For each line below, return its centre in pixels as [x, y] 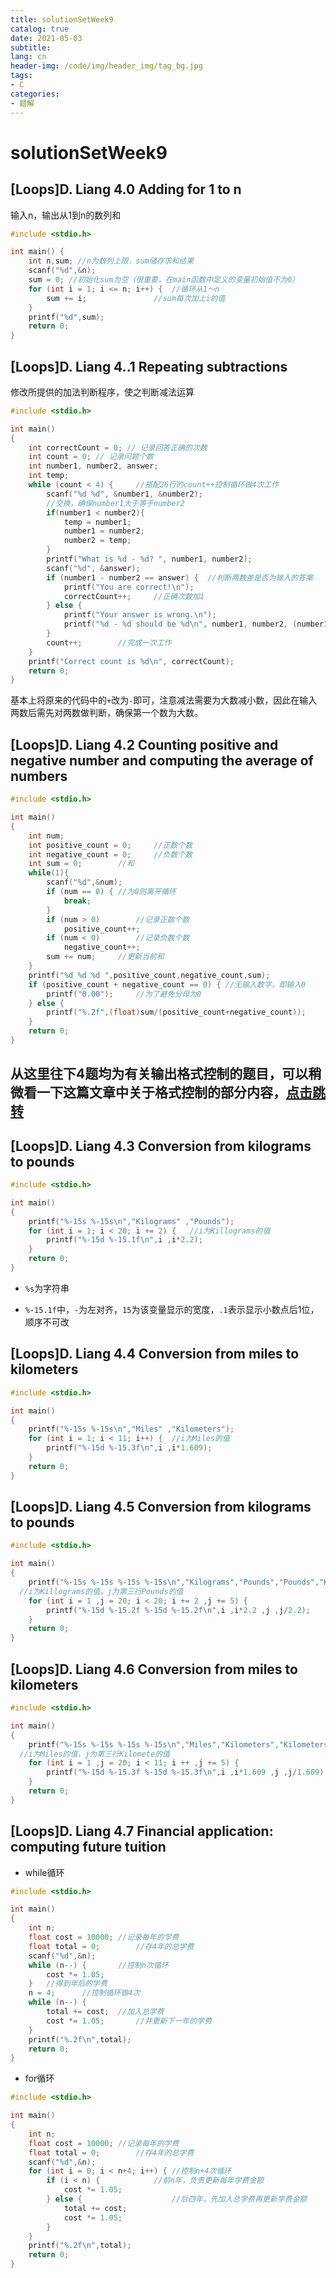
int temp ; [49, 476]
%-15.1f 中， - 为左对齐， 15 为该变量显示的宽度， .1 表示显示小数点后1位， [172, 1309]
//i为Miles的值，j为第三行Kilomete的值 [94, 1754]
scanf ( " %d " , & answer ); [93, 568]
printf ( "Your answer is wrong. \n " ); [140, 615]
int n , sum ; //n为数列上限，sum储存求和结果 [111, 261]
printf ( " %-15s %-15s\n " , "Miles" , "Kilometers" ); [131, 1429]
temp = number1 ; [97, 522]
